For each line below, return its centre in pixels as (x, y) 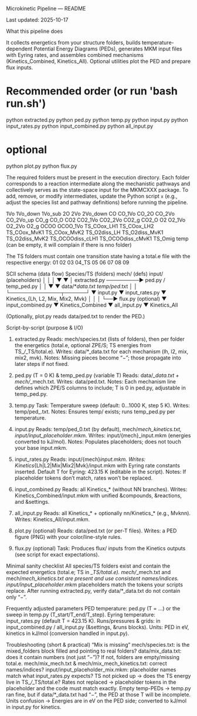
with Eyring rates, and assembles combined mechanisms (75, 55)
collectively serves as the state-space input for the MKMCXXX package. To (97, 189)
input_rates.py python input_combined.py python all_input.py (80, 126)
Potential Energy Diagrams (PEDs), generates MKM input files (108, 49)
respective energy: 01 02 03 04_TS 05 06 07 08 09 (68, 262)
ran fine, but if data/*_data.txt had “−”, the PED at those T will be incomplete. (98, 694)
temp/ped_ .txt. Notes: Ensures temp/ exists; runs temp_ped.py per (95, 411)
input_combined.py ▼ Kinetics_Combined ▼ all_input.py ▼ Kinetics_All (92, 305)
